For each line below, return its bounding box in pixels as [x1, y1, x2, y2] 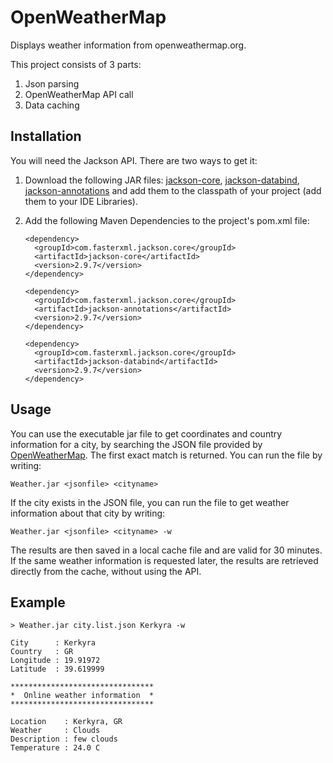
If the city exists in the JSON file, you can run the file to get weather [10, 496, 290, 508]
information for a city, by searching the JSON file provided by [10, 438, 263, 450]
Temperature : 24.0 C [10, 743, 101, 753]
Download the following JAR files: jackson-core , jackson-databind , [24, 174, 300, 186]
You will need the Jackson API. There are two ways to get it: [10, 154, 258, 166]
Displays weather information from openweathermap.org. [10, 39, 247, 51]
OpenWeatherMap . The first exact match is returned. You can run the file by [10, 449, 323, 461]
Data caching [24, 99, 80, 111]
